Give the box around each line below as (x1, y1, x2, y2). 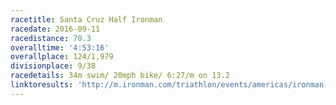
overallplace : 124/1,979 (10, 52, 114, 62)
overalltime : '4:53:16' (10, 42, 110, 53)
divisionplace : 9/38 (10, 61, 97, 71)
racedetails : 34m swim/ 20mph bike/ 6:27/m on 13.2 (10, 71, 230, 81)
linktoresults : (10, 80, 74, 90)
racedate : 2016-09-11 (10, 24, 101, 34)
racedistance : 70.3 (10, 33, 92, 43)
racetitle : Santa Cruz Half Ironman (10, 14, 163, 25)
